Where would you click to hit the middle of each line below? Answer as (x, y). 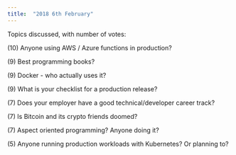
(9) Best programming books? (51, 62)
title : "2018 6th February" (50, 14)
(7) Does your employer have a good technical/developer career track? (111, 103)
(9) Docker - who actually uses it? (57, 75)
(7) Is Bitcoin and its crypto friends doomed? (73, 116)
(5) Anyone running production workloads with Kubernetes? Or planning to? (118, 144)
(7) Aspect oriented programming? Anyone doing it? (84, 130)
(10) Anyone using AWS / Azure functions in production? (90, 47)
